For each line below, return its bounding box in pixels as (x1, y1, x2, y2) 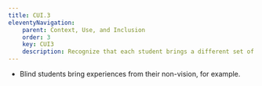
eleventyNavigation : (8, 19, 76, 27)
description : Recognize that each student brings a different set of (22, 48, 255, 56)
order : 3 (22, 33, 51, 41)
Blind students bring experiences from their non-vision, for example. (19, 70, 241, 78)
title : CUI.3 (8, 11, 51, 20)
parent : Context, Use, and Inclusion (22, 26, 146, 34)
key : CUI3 (22, 41, 55, 48)
